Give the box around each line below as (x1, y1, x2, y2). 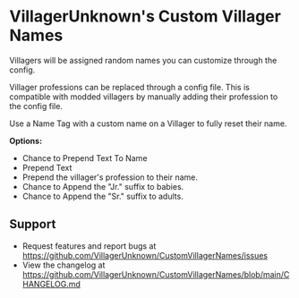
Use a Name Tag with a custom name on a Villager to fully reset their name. (9, 118, 287, 129)
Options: (9, 135, 43, 146)
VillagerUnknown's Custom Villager (9, 6, 282, 27)
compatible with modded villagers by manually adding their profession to (9, 91, 278, 102)
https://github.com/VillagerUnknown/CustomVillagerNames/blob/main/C (21, 268, 290, 279)
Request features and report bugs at (21, 240, 157, 251)
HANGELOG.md (21, 278, 81, 289)
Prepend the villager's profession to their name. (21, 172, 199, 183)
